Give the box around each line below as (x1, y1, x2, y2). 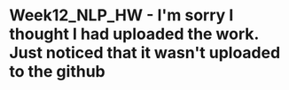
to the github (9, 62, 105, 82)
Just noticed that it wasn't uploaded (9, 43, 281, 63)
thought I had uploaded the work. (9, 24, 260, 44)
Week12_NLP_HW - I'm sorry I (9, 5, 234, 26)
